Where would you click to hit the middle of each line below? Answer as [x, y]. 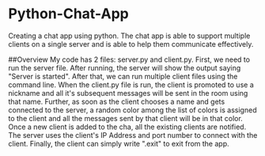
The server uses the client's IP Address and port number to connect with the [133, 135]
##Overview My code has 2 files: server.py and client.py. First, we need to [129, 59]
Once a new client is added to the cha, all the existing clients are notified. [127, 127]
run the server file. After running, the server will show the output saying [125, 67]
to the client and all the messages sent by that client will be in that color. [125, 118]
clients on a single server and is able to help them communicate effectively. [131, 44]
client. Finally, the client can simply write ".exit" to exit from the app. [119, 143]
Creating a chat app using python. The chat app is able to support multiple [129, 36]
